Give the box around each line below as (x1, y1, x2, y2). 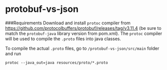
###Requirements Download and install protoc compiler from (5, 20, 131, 26)
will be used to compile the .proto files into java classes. (5, 36, 121, 42)
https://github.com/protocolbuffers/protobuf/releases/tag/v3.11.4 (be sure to (5, 25, 162, 31)
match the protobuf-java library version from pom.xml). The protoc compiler (5, 30, 163, 36)
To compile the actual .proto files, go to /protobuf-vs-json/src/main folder (5, 45, 160, 51)
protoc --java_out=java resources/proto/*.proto (5, 60, 108, 65)
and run (5, 51, 21, 57)
